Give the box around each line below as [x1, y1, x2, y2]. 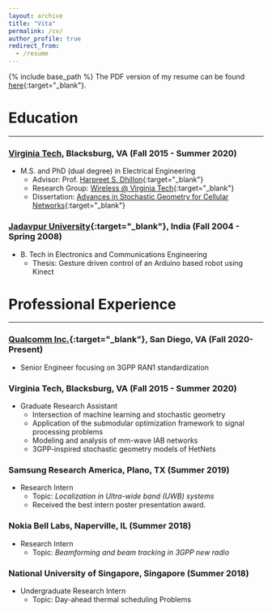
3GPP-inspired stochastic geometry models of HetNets [32, 444, 216, 454]
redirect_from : [8, 42, 60, 50]
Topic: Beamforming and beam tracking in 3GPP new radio [32, 547, 230, 557]
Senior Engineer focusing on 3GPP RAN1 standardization [19, 362, 209, 372]
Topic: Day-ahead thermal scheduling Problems [32, 594, 192, 604]
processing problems [32, 427, 104, 437]
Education [8, 109, 79, 127]
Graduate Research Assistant [19, 401, 117, 411]
